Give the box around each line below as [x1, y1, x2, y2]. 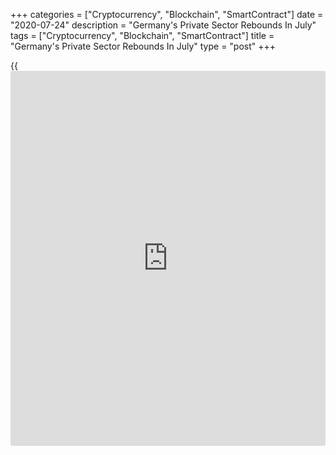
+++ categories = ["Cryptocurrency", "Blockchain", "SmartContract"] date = [10, 9, 324, 20]
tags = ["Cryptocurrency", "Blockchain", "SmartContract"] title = [10, 30, 275, 41]
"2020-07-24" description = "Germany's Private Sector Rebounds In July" [10, 19, 317, 31]
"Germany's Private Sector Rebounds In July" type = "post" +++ [10, 40, 277, 52]
